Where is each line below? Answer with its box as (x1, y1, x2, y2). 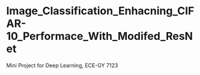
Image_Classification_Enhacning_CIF (6, 4, 195, 18)
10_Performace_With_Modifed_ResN (6, 30, 193, 43)
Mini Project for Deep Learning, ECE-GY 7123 (6, 61, 118, 69)
